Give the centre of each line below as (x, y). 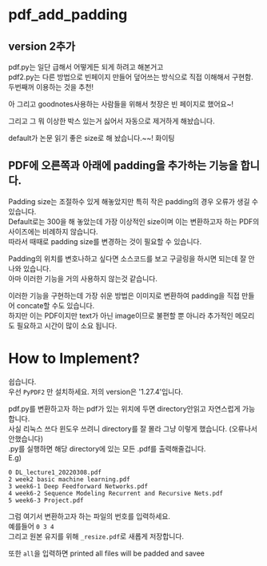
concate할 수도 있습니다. (56, 305)
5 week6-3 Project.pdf (46, 500)
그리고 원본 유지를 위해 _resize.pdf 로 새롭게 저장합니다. (96, 536)
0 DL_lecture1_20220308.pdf (55, 472)
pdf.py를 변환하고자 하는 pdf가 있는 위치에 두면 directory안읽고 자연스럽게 (125, 408)
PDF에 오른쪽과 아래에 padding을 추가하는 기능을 (123, 166)
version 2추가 (42, 46)
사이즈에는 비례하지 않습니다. (53, 231)
